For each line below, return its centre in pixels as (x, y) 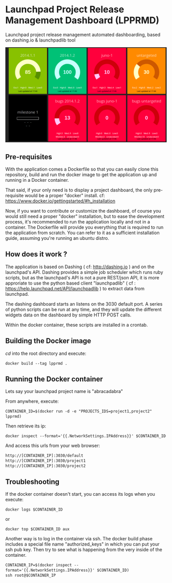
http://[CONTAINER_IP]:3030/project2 (46, 466)
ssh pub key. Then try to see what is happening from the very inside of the (84, 550)
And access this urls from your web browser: (53, 446)
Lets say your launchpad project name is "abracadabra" (64, 391)
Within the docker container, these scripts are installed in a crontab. (77, 325)
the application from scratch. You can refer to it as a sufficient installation (82, 233)
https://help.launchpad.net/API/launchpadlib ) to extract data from (75, 288)
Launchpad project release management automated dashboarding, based (83, 34)
